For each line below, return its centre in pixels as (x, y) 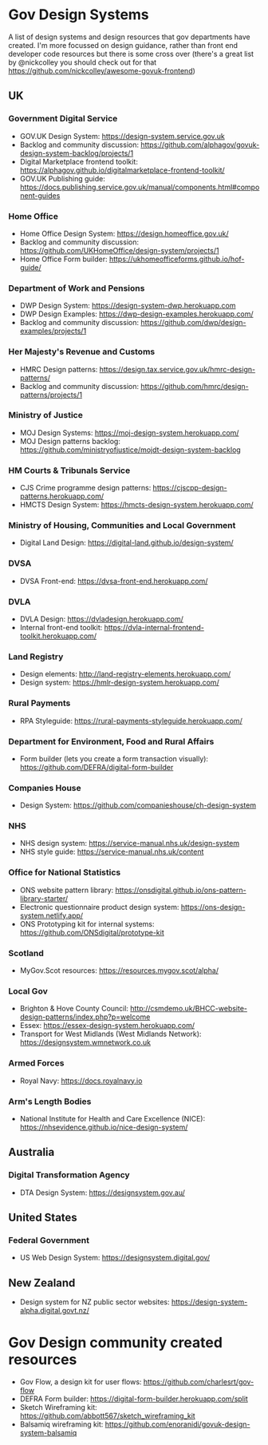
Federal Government (49, 1240)
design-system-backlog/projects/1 (77, 153)
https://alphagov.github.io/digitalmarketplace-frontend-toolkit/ (122, 170)
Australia (32, 1152)
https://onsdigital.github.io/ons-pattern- (181, 890)
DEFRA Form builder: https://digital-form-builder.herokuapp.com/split (134, 1399)
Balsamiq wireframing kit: (61, 1424)
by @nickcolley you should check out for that (83, 62)
